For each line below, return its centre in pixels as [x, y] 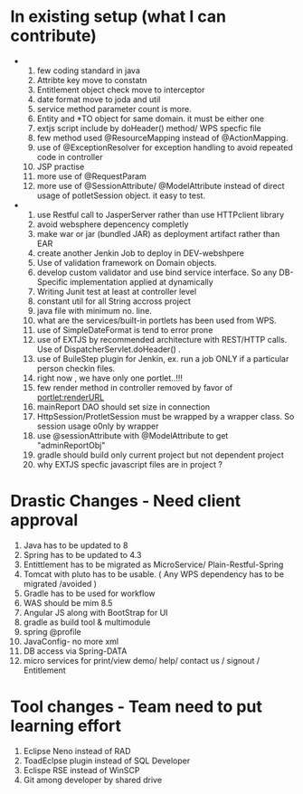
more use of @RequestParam [92, 176]
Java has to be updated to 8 [76, 545]
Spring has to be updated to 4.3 [82, 554]
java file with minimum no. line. [94, 310]
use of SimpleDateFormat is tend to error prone [125, 330]
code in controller [70, 156]
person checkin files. [76, 368]
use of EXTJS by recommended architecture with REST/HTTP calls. [162, 339]
